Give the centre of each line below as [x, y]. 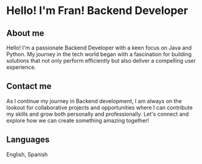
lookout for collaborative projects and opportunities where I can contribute [99, 107]
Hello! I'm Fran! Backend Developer [97, 11]
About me [25, 33]
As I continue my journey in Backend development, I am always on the [94, 101]
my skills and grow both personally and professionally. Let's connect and [98, 114]
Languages [28, 140]
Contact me [29, 86]
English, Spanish [27, 154]
